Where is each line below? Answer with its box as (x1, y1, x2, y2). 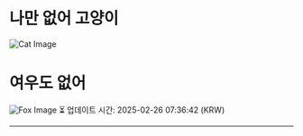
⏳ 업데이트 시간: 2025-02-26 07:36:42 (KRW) (58, 104, 225, 115)
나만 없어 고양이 (9, 8, 119, 29)
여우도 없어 (9, 73, 87, 94)
